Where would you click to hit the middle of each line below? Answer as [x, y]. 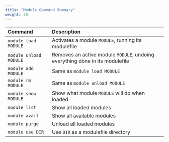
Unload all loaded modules [83, 124]
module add [21, 68]
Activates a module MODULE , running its [97, 40]
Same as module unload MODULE [89, 83]
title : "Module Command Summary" [40, 10]
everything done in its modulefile [91, 61]
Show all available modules [84, 115]
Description [66, 32]
